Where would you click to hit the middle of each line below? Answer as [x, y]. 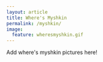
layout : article [27, 12]
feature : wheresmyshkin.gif [48, 35]
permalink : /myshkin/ [34, 23]
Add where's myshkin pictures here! [52, 52]
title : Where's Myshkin [37, 18]
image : [15, 29]
